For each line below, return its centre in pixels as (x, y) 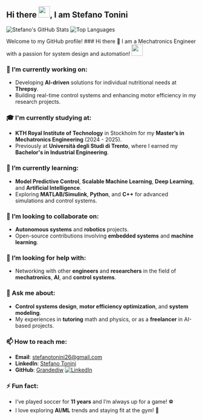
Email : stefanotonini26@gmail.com (59, 357)
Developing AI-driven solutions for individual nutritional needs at (96, 83)
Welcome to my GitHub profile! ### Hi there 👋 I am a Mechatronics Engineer (101, 41)
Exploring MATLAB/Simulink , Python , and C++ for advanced (91, 194)
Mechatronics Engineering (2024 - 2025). (68, 140)
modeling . (28, 312)
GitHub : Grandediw (39, 370)
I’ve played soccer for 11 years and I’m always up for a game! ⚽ (94, 402)
